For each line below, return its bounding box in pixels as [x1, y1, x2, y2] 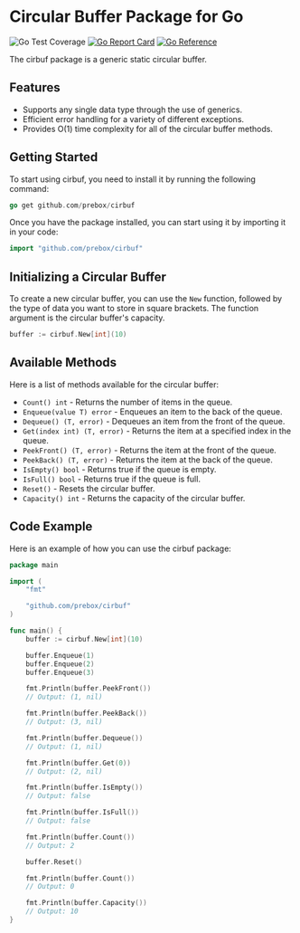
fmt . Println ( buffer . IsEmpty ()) [25, 783, 144, 793]
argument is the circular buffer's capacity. [9, 312, 165, 323]
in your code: [9, 226, 59, 237]
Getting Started [9, 149, 98, 165]
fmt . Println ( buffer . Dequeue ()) [25, 733, 144, 743]
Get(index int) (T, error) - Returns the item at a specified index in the [22, 425, 292, 436]
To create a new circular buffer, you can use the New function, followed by [9, 293, 283, 304]
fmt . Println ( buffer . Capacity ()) [25, 899, 147, 908]
